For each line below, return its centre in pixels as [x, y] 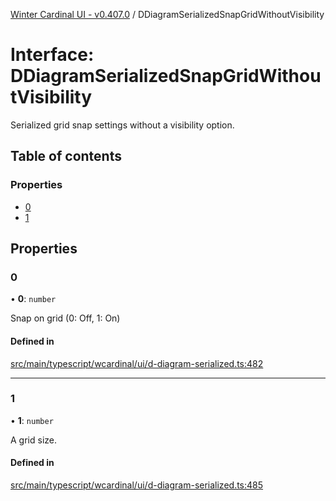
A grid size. [33, 440]
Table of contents [66, 156]
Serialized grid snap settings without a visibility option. [122, 125]
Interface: [52, 55]
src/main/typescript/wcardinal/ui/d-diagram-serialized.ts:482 [137, 363]
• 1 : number [32, 420]
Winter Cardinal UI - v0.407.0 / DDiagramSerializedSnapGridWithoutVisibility [167, 14]
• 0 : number [33, 299]
